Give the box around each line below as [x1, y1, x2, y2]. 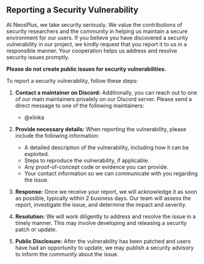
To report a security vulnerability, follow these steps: [6, 77, 138, 84]
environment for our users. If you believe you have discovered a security [6, 34, 189, 41]
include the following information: [15, 132, 99, 139]
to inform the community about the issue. [15, 250, 119, 258]
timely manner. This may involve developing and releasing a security [15, 219, 187, 226]
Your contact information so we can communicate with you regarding [24, 169, 198, 177]
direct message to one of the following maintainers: [15, 102, 144, 109]
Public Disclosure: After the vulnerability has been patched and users [15, 237, 191, 244]
